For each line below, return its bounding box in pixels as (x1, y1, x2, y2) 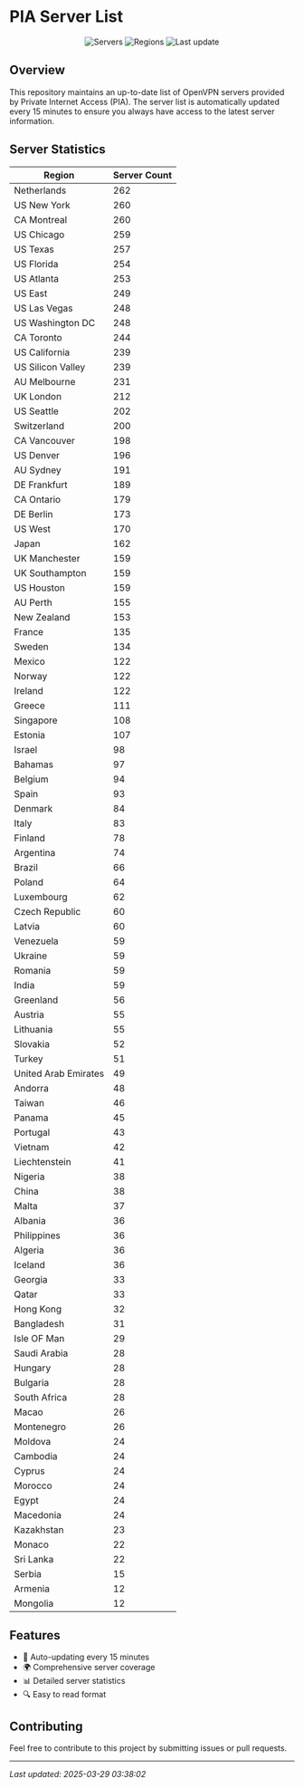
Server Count (112, 168, 173, 181)
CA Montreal (14, 213, 68, 226)
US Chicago (14, 228, 65, 241)
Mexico (14, 655, 45, 668)
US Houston (14, 582, 65, 594)
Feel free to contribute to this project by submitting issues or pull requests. (9, 1743, 288, 1754)
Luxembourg (14, 890, 68, 903)
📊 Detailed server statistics (22, 1676, 126, 1687)
